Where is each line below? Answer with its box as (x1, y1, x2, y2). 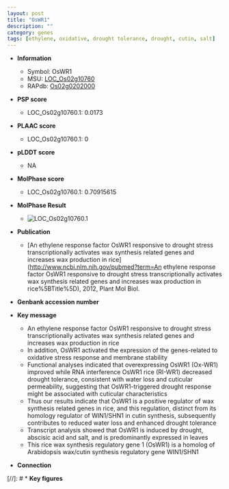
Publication (16, 228, 51, 236)
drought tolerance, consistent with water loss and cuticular (27, 375, 193, 384)
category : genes (7, 29, 53, 36)
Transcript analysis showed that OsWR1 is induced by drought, (27, 426, 204, 434)
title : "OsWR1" (7, 16, 51, 23)
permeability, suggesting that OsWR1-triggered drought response (27, 382, 212, 391)
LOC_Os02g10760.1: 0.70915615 (27, 188, 117, 196)
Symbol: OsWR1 (27, 68, 72, 76)
